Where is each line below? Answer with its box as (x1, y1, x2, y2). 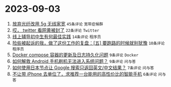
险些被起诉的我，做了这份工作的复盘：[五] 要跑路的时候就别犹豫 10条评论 (12, 39, 165, 46)
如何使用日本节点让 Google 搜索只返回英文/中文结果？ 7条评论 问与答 (12, 64, 155, 71)
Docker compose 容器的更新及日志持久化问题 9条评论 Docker (12, 52, 139, 58)
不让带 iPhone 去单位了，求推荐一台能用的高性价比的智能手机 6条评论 (12, 71, 157, 77)
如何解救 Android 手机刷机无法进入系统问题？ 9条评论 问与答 (12, 58, 136, 64)
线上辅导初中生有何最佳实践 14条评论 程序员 (12, 33, 101, 39)
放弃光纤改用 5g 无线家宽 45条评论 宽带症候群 (12, 20, 103, 27)
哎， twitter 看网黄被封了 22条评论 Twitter (12, 27, 100, 33)
